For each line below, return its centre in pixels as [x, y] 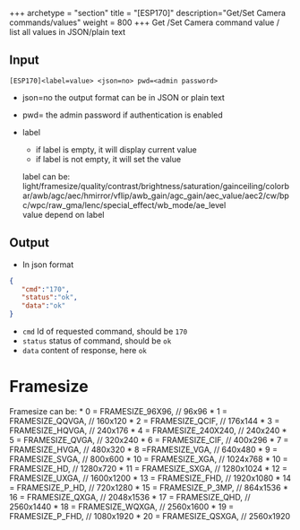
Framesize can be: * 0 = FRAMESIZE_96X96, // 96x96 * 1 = [119, 411]
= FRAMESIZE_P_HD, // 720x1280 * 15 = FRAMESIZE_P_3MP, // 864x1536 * [149, 487]
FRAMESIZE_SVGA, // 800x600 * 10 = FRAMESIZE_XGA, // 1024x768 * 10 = [149, 459]
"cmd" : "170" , [45, 289]
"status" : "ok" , [49, 298]
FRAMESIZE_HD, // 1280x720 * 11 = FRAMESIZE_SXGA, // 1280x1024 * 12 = [149, 468]
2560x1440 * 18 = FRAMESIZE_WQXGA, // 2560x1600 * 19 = [122, 507]
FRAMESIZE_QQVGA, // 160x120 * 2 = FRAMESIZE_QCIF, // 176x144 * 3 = [145, 421]
